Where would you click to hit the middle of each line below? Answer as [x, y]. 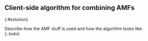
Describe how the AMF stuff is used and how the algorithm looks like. [74, 29]
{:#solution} [16, 19]
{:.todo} [12, 33]
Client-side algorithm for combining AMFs [70, 8]
